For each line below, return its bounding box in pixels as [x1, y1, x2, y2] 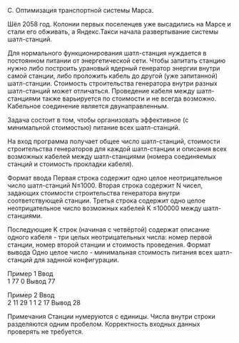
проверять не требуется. [7, 327, 84, 336]
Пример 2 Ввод [7, 291, 55, 299]
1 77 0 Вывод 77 [7, 277, 56, 285]
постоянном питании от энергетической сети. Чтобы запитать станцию [7, 56, 226, 65]
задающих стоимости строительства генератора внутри [7, 189, 180, 197]
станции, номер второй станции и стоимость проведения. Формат [7, 240, 211, 249]
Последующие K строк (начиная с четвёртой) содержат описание [7, 225, 210, 234]
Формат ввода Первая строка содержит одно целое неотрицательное [7, 174, 223, 182]
